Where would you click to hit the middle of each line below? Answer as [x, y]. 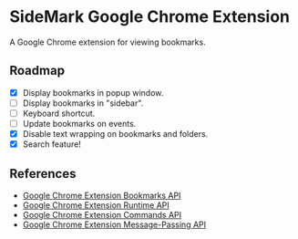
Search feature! [52, 144]
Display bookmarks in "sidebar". [83, 103]
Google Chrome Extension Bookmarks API [102, 195]
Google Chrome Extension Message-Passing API [114, 224]
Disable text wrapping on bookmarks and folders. [115, 134]
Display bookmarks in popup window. [93, 92]
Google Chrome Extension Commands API [102, 214]
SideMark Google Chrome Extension [149, 17]
